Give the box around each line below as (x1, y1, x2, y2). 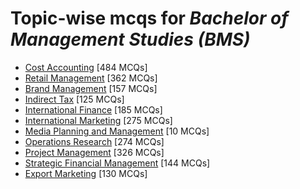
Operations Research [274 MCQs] (24, 135, 165, 147)
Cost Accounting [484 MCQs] (24, 61, 148, 73)
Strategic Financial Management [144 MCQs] (24, 157, 211, 169)
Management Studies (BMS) (10, 28, 251, 51)
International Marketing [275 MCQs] (24, 114, 173, 126)
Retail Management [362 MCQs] (24, 72, 158, 84)
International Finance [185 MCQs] (24, 103, 163, 116)
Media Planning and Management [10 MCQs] (24, 125, 210, 137)
